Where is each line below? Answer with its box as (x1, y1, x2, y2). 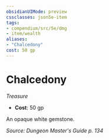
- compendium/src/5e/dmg (6, 25, 67, 31)
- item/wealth (6, 31, 41, 37)
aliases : (6, 36, 28, 42)
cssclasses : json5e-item (6, 14, 67, 20)
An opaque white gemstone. (6, 115, 75, 122)
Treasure (6, 93, 28, 100)
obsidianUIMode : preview (6, 8, 67, 15)
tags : (6, 20, 19, 26)
